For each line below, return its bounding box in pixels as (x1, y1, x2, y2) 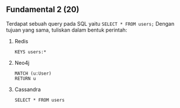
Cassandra (14, 86, 41, 93)
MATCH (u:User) (14, 70, 52, 76)
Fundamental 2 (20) (6, 5, 80, 15)
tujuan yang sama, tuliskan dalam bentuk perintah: (6, 26, 127, 33)
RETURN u (14, 75, 36, 81)
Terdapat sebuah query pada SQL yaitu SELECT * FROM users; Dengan (6, 20, 175, 27)
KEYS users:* (14, 49, 47, 55)
